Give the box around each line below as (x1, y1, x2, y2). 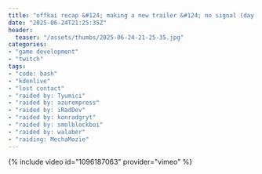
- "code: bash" (8, 70, 58, 78)
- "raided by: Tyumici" (8, 92, 86, 100)
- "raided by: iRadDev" (8, 107, 86, 114)
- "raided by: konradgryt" (8, 114, 96, 121)
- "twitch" (8, 56, 44, 63)
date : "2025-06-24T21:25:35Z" (8, 19, 107, 27)
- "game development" (8, 48, 79, 56)
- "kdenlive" (8, 77, 51, 85)
